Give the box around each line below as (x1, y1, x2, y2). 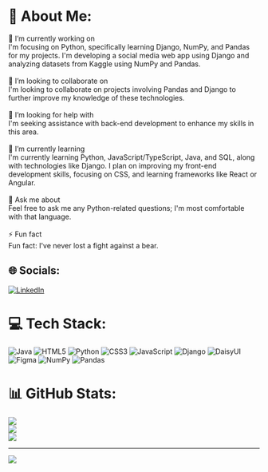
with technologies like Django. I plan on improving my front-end (8, 161, 217, 170)
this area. (8, 127, 39, 137)
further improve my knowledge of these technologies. (8, 93, 185, 102)
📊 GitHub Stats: (8, 384, 117, 403)
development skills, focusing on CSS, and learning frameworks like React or (8, 169, 258, 179)
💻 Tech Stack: (8, 315, 107, 332)
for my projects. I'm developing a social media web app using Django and (8, 50, 250, 60)
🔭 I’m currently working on (8, 34, 96, 43)
